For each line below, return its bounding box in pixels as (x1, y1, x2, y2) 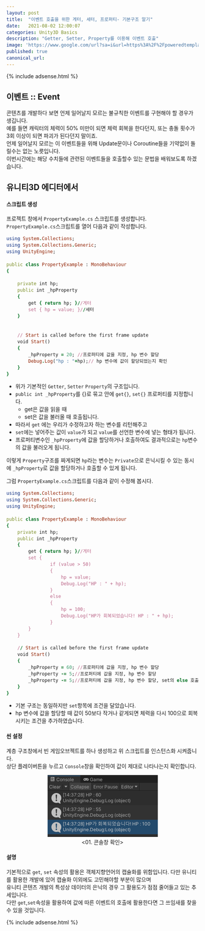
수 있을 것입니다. (6, 906, 46, 913)
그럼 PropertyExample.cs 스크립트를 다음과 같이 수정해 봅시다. (6, 477, 154, 485)
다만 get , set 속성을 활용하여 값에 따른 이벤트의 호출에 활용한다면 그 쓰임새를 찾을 (6, 899, 197, 906)
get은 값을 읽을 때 (24, 406, 67, 413)
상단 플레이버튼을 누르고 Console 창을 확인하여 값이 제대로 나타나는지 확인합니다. (6, 762, 196, 770)
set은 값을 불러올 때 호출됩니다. (24, 413, 99, 421)
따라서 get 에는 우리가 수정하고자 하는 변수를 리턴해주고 (15, 421, 148, 428)
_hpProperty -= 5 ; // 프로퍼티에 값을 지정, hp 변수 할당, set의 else (28, 677, 188, 684)
